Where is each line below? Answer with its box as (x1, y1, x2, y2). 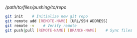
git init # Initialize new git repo (5, 14, 88, 19)
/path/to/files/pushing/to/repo (5, 4, 67, 10)
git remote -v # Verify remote (5, 23, 77, 28)
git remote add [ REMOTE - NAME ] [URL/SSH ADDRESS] (5, 18, 108, 23)
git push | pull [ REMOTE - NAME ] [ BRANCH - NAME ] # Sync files (5, 27, 133, 33)
